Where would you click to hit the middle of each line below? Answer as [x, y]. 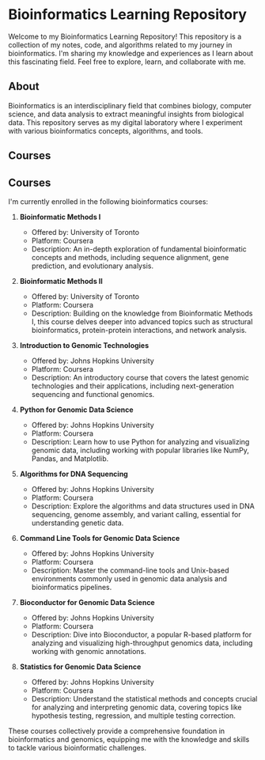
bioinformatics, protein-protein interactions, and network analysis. [139, 330]
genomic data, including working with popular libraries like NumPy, [140, 450]
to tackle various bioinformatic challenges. [78, 747]
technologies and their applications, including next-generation [133, 386]
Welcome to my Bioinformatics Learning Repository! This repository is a [125, 36]
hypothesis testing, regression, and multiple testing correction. [133, 715]
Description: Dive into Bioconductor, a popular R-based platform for [142, 634]
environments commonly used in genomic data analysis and [129, 578]
